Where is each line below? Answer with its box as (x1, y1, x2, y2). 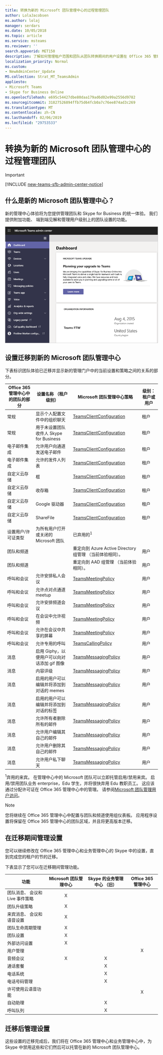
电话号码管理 (7, 978, 33, 984)
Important (5, 172, 25, 178)
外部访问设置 (7, 940, 33, 946)
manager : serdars (5, 23, 40, 28)
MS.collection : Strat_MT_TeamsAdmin (5, 74, 79, 80)
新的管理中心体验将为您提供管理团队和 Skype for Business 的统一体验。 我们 (5, 210, 158, 216)
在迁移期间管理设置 (5, 834, 63, 842)
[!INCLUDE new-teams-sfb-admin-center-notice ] (5, 181, 103, 187)
